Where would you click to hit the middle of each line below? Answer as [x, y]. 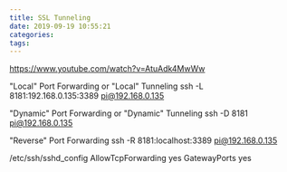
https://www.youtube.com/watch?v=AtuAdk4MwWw [107, 69]
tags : [19, 43]
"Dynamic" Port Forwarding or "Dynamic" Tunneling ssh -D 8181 [129, 113]
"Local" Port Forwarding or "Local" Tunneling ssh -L [106, 86]
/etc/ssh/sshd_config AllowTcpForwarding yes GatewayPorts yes [130, 158]
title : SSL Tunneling [50, 18]
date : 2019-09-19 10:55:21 [60, 26]
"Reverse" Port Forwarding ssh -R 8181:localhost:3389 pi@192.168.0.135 [143, 140]
